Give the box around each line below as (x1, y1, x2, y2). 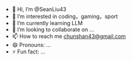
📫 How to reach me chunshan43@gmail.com (12, 33, 126, 40)
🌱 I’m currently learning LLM (12, 20, 83, 26)
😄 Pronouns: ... (12, 41, 51, 48)
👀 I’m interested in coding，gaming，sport (12, 13, 118, 20)
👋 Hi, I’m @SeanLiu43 (12, 6, 67, 13)
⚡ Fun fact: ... (12, 48, 45, 55)
